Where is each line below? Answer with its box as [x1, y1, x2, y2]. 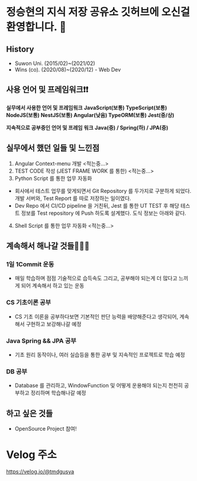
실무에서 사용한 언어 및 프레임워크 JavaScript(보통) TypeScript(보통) [6, 104, 167, 111]
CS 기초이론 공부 [6, 298, 51, 306]
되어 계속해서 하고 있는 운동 [21, 282, 85, 289]
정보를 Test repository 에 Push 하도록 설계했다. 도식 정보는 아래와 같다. [21, 209, 186, 217]
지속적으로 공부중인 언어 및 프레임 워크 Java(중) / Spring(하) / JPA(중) [6, 124, 169, 131]
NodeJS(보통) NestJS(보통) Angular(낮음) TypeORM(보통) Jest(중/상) [6, 111, 175, 118]
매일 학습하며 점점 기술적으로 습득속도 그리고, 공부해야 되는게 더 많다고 [14, 275, 177, 282]
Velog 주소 [6, 448, 57, 461]
